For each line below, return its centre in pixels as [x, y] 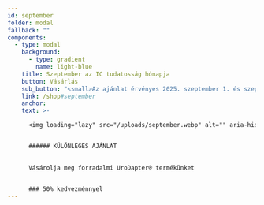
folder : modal [31, 23]
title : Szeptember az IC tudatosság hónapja [96, 74]
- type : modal [37, 45]
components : [27, 37]
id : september [31, 15]
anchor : [34, 103]
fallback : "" [29, 30]
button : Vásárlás [50, 81]
